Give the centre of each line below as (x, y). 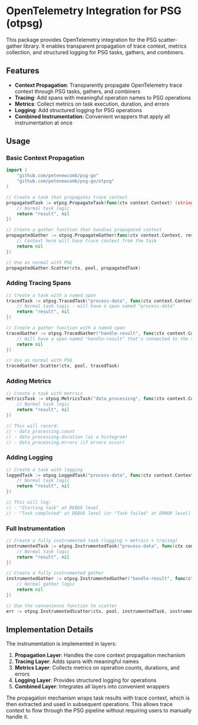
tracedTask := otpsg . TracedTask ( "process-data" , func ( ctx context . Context (100, 301)
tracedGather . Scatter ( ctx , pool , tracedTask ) (63, 366)
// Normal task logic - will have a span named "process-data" (96, 306)
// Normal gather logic (46, 584)
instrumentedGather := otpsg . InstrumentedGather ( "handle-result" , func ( (97, 579)
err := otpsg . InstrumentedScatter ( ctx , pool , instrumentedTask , (87, 611)
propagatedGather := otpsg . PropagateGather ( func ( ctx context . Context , (95, 235)
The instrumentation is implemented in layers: (61, 644)
